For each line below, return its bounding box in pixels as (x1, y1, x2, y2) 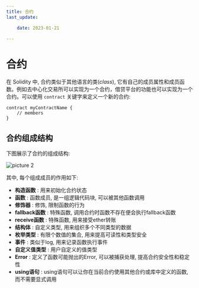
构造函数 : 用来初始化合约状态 (14, 186, 87, 194)
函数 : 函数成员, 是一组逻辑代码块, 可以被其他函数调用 (14, 194, 145, 201)
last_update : (6, 14, 38, 20)
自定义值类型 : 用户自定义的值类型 (14, 246, 98, 253)
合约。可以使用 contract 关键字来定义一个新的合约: (6, 93, 131, 100)
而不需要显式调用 (14, 276, 57, 283)
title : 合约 (6, 8, 34, 15)
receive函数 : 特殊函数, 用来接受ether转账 (14, 216, 117, 223)
